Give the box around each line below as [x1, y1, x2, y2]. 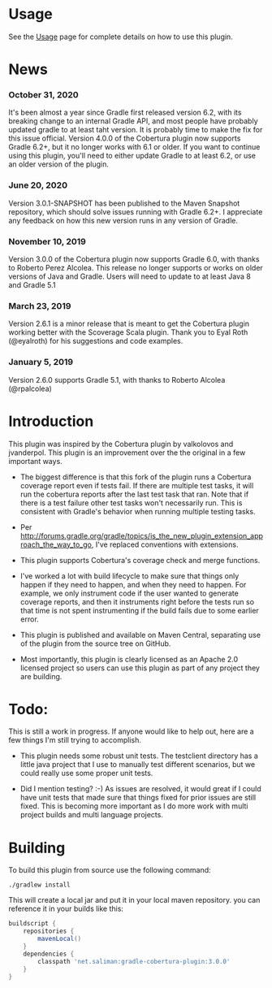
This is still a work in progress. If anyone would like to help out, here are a [8, 726, 254, 736]
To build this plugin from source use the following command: [8, 865, 211, 875]
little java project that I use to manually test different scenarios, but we [19, 760, 256, 769]
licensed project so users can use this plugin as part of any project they [19, 663, 260, 673]
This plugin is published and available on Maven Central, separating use [19, 630, 261, 639]
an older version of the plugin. [8, 159, 110, 169]
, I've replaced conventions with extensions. [91, 539, 239, 549]
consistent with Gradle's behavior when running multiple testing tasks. [19, 506, 256, 516]
